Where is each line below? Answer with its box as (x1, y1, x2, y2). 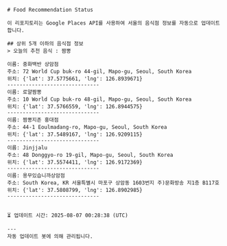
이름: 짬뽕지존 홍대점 (7, 116, 59, 123)
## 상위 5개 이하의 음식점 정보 (7, 40, 84, 47)
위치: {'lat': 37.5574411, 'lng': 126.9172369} (7, 159, 143, 166)
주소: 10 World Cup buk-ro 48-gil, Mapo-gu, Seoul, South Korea (7, 96, 192, 103)
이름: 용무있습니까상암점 (7, 172, 65, 179)
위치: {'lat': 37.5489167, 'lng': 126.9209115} (7, 131, 143, 138)
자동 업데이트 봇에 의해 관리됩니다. (7, 233, 93, 240)
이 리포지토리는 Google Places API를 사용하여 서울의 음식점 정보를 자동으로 (7, 20, 199, 27)
